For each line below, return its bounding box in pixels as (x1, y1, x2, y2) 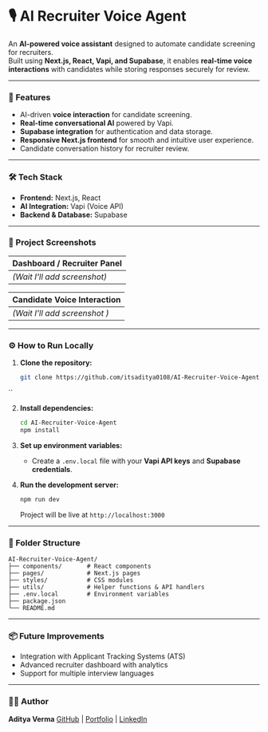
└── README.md (8, 604, 56, 612)
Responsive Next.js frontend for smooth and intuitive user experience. (19, 136, 254, 145)
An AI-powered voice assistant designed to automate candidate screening (8, 38, 255, 49)
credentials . (31, 464, 73, 474)
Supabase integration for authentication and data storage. (19, 127, 213, 136)
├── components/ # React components (8, 562, 152, 570)
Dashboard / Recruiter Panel (12, 258, 122, 269)
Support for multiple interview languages (19, 668, 154, 679)
